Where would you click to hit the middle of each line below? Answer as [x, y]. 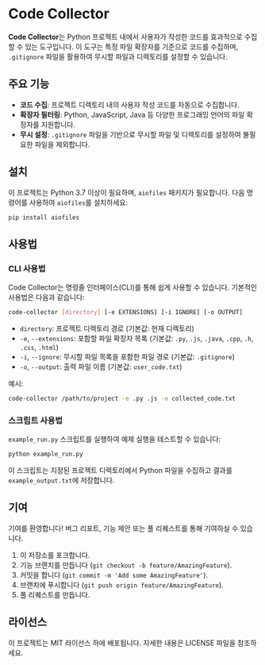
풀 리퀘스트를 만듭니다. [55, 594]
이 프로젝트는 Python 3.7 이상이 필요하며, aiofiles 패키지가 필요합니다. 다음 [127, 192]
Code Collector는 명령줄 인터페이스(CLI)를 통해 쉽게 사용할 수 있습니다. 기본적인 [133, 287]
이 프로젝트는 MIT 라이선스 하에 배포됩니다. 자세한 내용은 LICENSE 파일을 [122, 643]
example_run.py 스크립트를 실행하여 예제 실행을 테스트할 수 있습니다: [115, 439]
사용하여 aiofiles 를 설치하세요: [79, 202]
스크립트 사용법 [36, 420]
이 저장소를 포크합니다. [55, 555]
